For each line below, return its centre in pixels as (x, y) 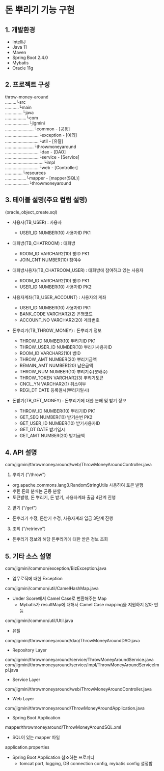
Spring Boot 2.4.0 (30, 58)
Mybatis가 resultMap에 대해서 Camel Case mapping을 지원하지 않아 (86, 605)
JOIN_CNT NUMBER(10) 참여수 (50, 260)
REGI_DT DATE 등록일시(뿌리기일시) (55, 390)
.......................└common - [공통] (38, 129)
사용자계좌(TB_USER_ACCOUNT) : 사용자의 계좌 (59, 297)
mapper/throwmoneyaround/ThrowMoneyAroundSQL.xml (63, 727)
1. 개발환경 (20, 30)
